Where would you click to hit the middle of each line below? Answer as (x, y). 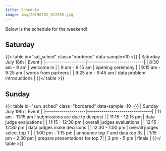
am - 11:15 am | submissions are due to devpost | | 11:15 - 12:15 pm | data (80, 117)
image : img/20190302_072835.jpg (39, 15)
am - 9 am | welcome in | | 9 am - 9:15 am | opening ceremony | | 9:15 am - (83, 67)
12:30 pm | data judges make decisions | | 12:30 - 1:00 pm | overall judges (82, 128)
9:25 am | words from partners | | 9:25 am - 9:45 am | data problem (75, 73)
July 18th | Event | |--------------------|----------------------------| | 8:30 (82, 62)
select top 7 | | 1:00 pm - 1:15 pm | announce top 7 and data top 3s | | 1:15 (81, 133)
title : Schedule (22, 10)
